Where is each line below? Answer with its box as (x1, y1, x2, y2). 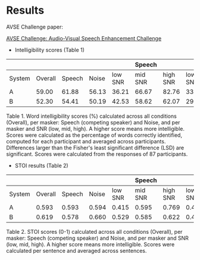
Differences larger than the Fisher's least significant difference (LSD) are (6, 144, 185, 151)
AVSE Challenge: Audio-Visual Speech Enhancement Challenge (6, 35, 162, 42)
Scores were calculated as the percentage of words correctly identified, (6, 131, 183, 139)
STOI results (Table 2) (14, 162, 68, 169)
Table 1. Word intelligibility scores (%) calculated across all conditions (6, 112, 177, 120)
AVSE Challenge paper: (6, 23, 64, 30)
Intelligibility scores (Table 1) (14, 46, 85, 54)
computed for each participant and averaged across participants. (6, 137, 166, 145)
